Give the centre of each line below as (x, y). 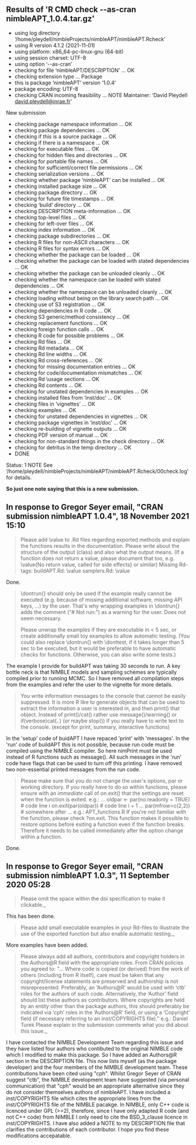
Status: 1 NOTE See (29, 465)
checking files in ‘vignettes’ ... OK (55, 404)
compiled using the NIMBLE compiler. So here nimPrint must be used (89, 750)
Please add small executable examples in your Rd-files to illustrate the (105, 928)
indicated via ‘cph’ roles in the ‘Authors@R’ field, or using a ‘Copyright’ (105, 1013)
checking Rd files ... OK (43, 341)
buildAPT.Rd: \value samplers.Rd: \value (82, 571)
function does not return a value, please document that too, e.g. (97, 558)
